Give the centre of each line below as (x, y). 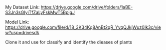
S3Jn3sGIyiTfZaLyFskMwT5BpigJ (40, 12)
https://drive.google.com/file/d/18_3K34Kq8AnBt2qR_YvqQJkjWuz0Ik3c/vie (83, 27)
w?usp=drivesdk (22, 32)
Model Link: (17, 22)
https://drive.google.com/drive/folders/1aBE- (87, 7)
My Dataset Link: (22, 7)
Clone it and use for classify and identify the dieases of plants (69, 42)
